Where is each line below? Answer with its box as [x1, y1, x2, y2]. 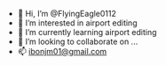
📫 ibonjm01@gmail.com [17, 47, 107, 56]
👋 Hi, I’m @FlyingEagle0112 [17, 9, 117, 18]
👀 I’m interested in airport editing [17, 18, 138, 28]
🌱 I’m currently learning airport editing [17, 27, 157, 37]
